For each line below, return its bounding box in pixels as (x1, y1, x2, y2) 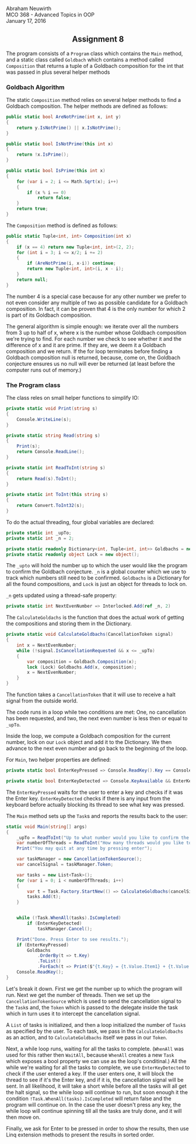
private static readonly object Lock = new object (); (6, 552, 140, 557)
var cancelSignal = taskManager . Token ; (16, 862, 114, 868)
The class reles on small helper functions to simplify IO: (6, 395, 139, 402)
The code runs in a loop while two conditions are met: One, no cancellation (6, 708, 186, 716)
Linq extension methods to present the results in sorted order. (6, 1131, 155, 1138)
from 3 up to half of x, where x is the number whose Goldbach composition (6, 329, 187, 336)
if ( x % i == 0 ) (27, 190, 66, 196)
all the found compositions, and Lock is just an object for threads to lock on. (6, 581, 187, 588)
